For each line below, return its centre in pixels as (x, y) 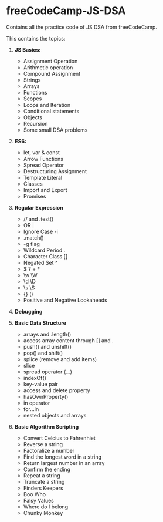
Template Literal (43, 177)
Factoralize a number (49, 450)
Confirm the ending (47, 469)
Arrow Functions (43, 159)
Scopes (33, 99)
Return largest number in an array (64, 463)
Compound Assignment (52, 73)
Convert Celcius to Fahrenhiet (59, 438)
